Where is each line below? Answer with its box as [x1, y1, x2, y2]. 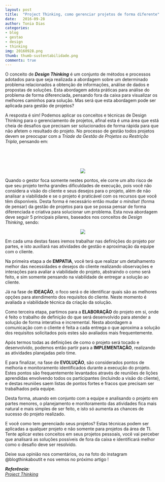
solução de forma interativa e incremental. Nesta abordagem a [5, 320, 132, 325]
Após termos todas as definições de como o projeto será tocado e [5, 339, 139, 346]
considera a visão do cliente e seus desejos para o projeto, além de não [5, 188, 151, 194]
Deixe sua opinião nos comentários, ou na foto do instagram [5, 451, 127, 457]
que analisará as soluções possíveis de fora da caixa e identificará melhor [5, 437, 155, 442]
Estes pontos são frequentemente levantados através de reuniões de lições [5, 370, 158, 376]
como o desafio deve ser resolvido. [5, 442, 77, 447]
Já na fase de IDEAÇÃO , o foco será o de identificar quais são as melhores [5, 289, 157, 295]
